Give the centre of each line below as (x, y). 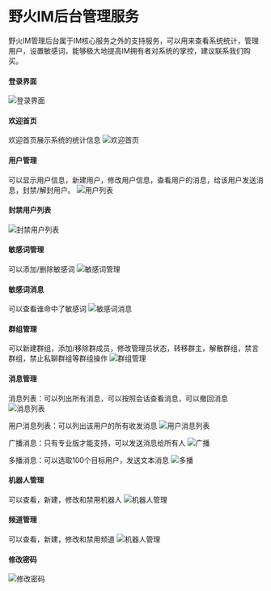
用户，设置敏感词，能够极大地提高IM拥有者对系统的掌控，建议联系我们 (126, 50)
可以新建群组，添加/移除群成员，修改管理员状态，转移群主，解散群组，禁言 (134, 349)
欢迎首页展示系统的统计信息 (55, 140)
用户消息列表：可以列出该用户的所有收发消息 (83, 426)
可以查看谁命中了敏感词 (47, 309)
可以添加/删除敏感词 (42, 269)
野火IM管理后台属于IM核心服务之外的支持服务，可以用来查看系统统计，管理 (133, 41)
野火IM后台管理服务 (74, 17)
